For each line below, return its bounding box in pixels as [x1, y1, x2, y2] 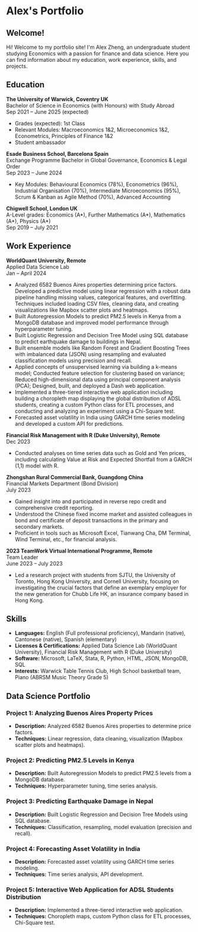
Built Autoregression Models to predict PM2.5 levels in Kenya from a [14, 312, 181, 319]
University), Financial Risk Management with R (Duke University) [14, 648, 173, 655]
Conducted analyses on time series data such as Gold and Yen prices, [14, 449, 186, 456]
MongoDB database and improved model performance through [14, 319, 169, 326]
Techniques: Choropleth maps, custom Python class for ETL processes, [14, 913, 191, 920]
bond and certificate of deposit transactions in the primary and [14, 516, 168, 524]
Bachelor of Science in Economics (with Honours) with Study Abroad [6, 102, 175, 109]
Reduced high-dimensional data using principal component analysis [14, 376, 181, 383]
